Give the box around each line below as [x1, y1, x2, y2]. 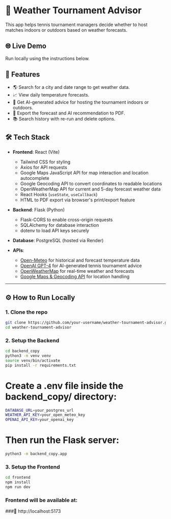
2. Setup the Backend [5, 337, 60, 344]
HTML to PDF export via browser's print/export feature [20, 197, 135, 203]
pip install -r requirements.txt [5, 363, 76, 368]
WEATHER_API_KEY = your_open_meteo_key [5, 412, 85, 418]
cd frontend [5, 475, 31, 480]
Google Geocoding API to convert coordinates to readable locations [20, 181, 162, 187]
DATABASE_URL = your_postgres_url [5, 408, 74, 413]
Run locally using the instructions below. [5, 55, 90, 61]
